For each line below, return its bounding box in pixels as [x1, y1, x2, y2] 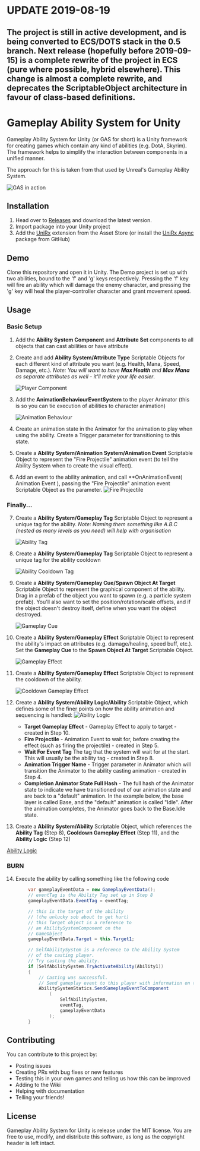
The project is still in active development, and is [7, 27, 186, 37]
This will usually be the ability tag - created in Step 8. [24, 755, 154, 762]
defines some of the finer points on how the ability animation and [15, 705, 174, 713]
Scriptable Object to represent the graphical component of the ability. [15, 586, 186, 593]
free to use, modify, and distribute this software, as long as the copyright [7, 1133, 185, 1140]
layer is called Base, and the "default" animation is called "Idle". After [24, 799, 193, 806]
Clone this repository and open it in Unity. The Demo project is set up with [7, 268, 188, 276]
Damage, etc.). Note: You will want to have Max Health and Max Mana [15, 366, 190, 374]
